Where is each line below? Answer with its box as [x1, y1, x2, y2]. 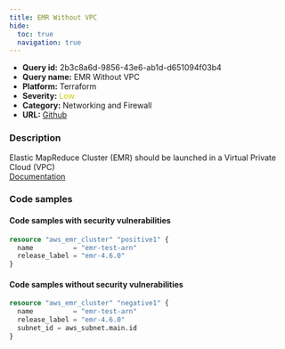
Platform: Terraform [21, 81, 97, 92]
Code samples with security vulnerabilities [9, 215, 171, 226]
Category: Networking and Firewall [21, 100, 152, 111]
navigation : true [17, 37, 82, 47]
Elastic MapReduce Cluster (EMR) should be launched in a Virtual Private [9, 152, 276, 163]
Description [9, 132, 61, 144]
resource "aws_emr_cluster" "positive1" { [9, 235, 169, 244]
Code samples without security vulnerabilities [9, 279, 184, 289]
